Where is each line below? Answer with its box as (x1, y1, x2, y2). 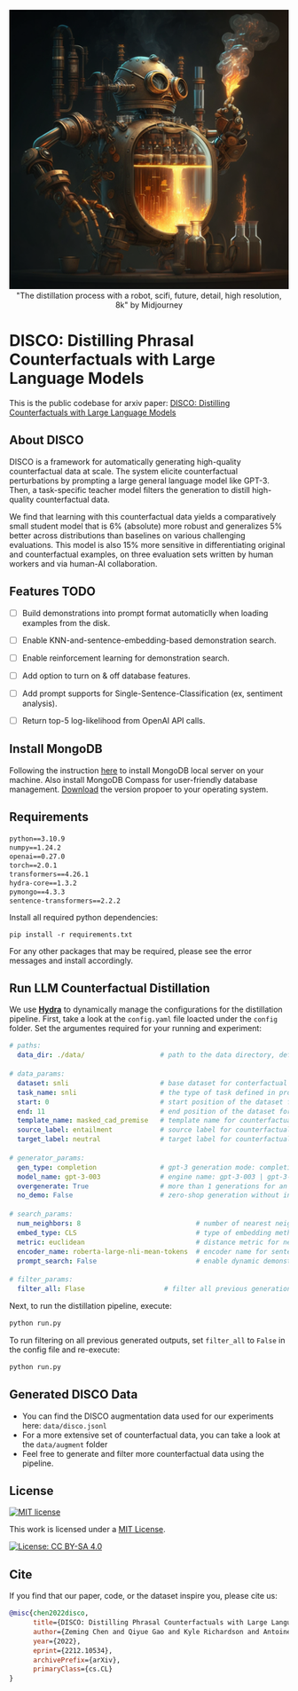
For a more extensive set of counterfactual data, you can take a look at (21, 1429, 281, 1440)
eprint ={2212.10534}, (32, 1646, 114, 1655)
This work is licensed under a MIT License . (9, 1524, 166, 1535)
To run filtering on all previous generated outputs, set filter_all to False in (9, 1335, 286, 1345)
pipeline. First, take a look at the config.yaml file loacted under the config (9, 1014, 278, 1024)
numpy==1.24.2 (9, 843, 62, 852)
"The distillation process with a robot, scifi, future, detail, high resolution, (16, 290, 282, 301)
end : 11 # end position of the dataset (17, 1107, 276, 1116)
